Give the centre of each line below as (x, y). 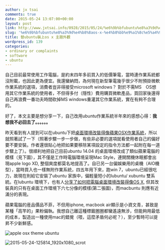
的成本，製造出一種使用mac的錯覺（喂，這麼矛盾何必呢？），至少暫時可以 (79, 217)
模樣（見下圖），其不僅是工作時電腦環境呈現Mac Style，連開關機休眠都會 (79, 157)
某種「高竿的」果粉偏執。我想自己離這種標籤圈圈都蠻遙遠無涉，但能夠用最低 (82, 211)
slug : (11, 33)
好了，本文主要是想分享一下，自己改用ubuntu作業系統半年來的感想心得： (79, 116)
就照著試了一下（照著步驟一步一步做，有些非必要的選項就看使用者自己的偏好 (82, 139)
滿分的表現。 (18, 194)
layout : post (18, 23)
